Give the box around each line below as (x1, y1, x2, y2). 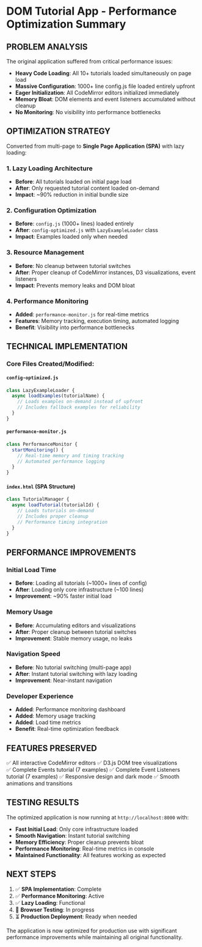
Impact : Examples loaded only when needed (15, 233, 128, 241)
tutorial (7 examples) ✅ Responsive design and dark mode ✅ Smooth (6, 772, 180, 780)
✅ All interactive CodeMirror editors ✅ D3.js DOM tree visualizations (6, 759, 178, 766)
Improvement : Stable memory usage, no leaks (15, 634, 132, 642)
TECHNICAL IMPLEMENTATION (6, 341, 128, 352)
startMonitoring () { (12, 447, 64, 453)
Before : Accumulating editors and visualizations (15, 622, 136, 629)
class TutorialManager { (6, 496, 70, 503)
